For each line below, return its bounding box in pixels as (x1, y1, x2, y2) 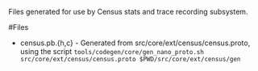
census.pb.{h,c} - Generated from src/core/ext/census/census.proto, (19, 38, 251, 48)
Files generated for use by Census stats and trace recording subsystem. (8, 7, 248, 16)
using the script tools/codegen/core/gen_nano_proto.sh (19, 47, 204, 56)
